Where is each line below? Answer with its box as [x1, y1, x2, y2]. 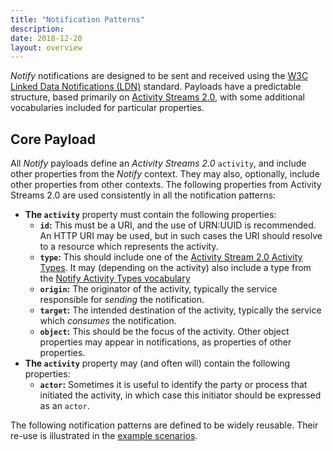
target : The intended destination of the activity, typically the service [39, 304, 322, 316]
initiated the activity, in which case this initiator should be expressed [39, 389, 322, 401]
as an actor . [39, 400, 90, 412]
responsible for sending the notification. [39, 294, 205, 306]
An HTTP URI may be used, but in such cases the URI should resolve [39, 230, 323, 242]
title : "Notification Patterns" [10, 14, 145, 25]
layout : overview [10, 42, 83, 53]
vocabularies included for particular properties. [10, 102, 205, 114]
